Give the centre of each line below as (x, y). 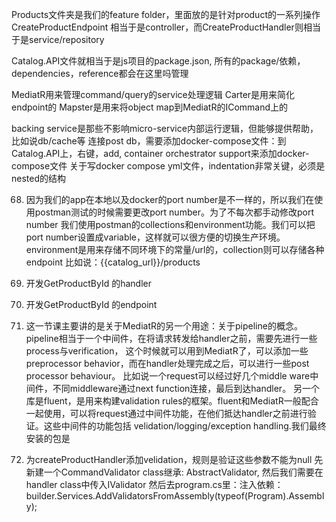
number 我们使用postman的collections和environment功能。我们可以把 (170, 224)
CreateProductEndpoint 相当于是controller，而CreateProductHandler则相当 (166, 27)
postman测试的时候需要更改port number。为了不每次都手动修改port (174, 212)
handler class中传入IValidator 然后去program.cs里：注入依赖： (154, 484)
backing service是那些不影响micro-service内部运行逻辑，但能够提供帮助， (165, 128)
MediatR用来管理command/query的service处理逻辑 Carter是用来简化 (153, 94)
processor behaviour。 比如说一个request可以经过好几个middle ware (168, 376)
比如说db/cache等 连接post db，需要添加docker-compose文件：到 (149, 141)
